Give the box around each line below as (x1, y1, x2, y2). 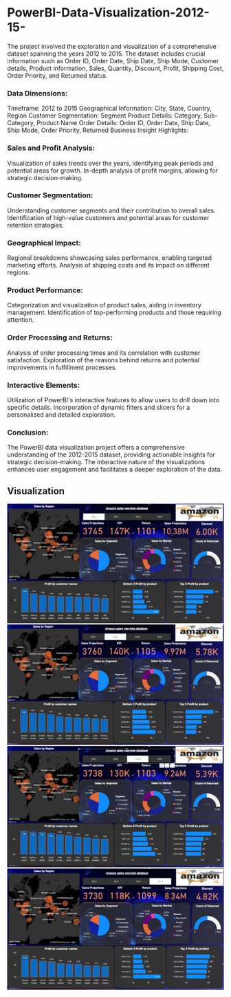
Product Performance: (7, 285, 84, 295)
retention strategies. (7, 221, 64, 229)
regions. (7, 268, 31, 276)
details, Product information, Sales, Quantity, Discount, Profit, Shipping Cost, (7, 64, 224, 72)
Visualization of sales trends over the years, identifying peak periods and (7, 159, 214, 167)
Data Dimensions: (7, 88, 68, 98)
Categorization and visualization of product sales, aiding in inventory (7, 301, 201, 309)
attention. (7, 316, 34, 324)
